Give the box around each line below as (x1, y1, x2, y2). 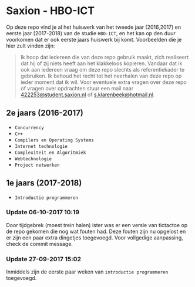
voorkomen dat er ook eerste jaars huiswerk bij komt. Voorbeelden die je (6, 36, 182, 43)
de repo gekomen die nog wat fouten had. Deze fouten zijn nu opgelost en (6, 228, 186, 235)
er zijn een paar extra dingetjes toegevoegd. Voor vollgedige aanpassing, (6, 234, 183, 241)
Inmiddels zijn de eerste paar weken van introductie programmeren (6, 268, 169, 275)
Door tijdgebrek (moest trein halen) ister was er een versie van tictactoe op (6, 221, 188, 228)
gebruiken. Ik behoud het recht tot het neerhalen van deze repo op (20, 72, 182, 79)
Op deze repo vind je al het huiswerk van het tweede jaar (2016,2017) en (6, 23, 181, 31)
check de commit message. (6, 240, 73, 247)
